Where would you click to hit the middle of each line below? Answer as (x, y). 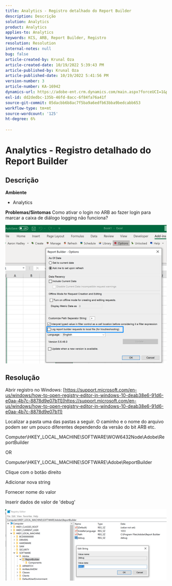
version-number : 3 (25, 81)
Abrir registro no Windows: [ (35, 390)
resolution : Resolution (31, 44)
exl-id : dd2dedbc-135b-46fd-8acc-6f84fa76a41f (56, 97)
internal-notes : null (28, 49)
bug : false (17, 54)
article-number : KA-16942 (33, 87)
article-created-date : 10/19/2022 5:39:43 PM (55, 65)
